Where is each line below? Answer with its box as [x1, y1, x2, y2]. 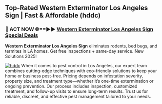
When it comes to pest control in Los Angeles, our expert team [21, 62, 147, 68]
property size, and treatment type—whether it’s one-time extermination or [5, 78, 154, 84]
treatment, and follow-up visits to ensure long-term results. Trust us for [5, 88, 148, 94]
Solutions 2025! [5, 53, 37, 59]
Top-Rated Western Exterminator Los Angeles [5, 4, 148, 12]
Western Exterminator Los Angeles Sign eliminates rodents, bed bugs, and [5, 43, 158, 49]
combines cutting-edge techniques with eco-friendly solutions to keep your [5, 68, 157, 74]
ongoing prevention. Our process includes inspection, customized [5, 83, 138, 89]
